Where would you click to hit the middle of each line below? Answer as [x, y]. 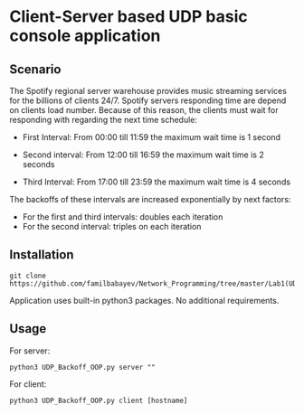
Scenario [35, 69]
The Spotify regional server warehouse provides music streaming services [148, 91]
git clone [28, 276]
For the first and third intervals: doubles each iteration [123, 217]
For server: [30, 351]
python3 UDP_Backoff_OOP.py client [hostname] [99, 400]
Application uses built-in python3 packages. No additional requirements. [144, 300]
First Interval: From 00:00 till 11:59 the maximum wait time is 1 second [152, 137]
